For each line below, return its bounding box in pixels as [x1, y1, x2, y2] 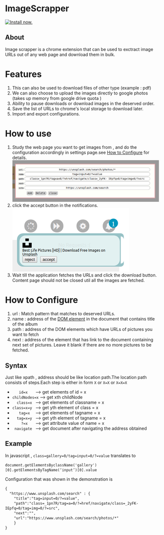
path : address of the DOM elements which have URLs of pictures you [12, 326, 153, 332]
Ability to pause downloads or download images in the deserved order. [12, 100, 155, 106]
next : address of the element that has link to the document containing [12, 337, 154, 343]
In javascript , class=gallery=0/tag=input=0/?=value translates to [5, 452, 136, 458]
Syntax [5, 361, 27, 370]
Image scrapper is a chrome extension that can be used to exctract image [5, 46, 154, 52]
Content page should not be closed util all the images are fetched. [12, 278, 145, 283]
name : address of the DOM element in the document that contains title [12, 316, 155, 322]
